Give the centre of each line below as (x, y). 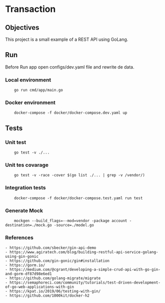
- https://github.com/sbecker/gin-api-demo (51, 248)
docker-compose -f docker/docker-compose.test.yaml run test (78, 198)
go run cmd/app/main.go (39, 90)
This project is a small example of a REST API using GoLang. (67, 39)
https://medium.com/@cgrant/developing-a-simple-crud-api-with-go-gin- (85, 270)
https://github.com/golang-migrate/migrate (55, 278)
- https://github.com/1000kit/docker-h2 (48, 296)
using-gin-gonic (22, 257)
